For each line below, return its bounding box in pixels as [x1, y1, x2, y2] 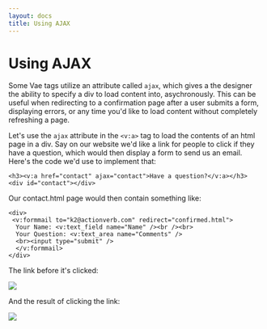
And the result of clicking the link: [8, 297, 121, 306]
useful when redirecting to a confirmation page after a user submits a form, [8, 98, 259, 108]
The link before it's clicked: [8, 266, 99, 276]
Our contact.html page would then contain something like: [8, 193, 202, 203]
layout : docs [8, 11, 53, 20]
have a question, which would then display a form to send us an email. [8, 148, 243, 158]
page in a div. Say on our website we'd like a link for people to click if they [8, 139, 255, 150]
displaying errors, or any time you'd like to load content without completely [8, 107, 258, 116]
